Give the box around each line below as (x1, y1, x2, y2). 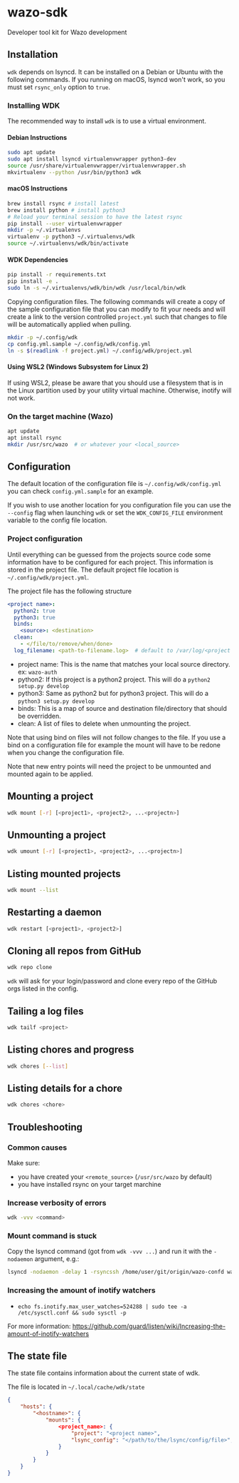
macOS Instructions (7, 184, 68, 193)
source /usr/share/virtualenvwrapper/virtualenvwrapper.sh (7, 162, 186, 169)
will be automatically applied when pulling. (7, 320, 132, 328)
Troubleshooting (7, 1121, 83, 1133)
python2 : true (14, 607, 55, 614)
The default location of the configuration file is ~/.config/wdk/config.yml (7, 480, 222, 488)
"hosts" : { (20, 1403, 53, 1410)
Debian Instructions (7, 133, 68, 141)
